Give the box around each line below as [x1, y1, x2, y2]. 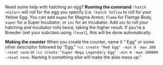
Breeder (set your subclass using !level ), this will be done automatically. [5, 30, 152, 35]
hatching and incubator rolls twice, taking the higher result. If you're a [5, 25, 145, 30]
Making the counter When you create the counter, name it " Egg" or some [5, 39, 155, 45]
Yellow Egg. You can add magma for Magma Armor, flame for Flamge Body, [5, 14, 153, 20]
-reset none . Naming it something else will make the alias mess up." [5, 54, 142, 60]
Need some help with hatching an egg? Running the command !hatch [5, 4, 146, 10]
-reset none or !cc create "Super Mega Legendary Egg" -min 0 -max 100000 [5, 49, 159, 55]
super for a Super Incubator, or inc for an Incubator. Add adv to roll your [5, 19, 149, 25]
